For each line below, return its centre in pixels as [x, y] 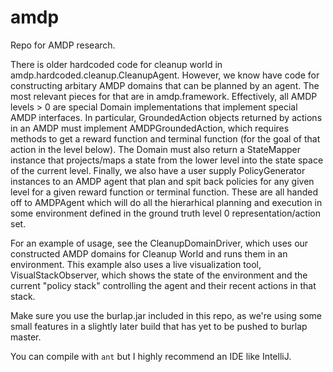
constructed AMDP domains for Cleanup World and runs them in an [149, 253]
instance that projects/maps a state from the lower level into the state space [167, 160]
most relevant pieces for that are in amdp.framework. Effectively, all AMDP [164, 96]
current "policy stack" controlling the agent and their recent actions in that [163, 285]
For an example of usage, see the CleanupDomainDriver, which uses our [159, 243]
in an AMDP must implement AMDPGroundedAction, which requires [150, 128]
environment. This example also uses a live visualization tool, [136, 264]
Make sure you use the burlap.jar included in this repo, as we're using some [166, 315]
